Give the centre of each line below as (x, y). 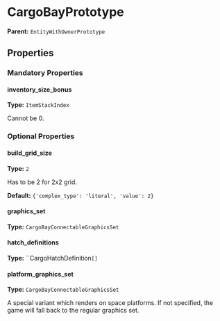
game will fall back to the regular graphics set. (73, 311)
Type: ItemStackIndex (38, 105)
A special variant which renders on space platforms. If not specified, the (110, 303)
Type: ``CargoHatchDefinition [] (53, 258)
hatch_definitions (33, 242)
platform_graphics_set (41, 274)
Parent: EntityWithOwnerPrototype (56, 31)
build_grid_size (29, 153)
